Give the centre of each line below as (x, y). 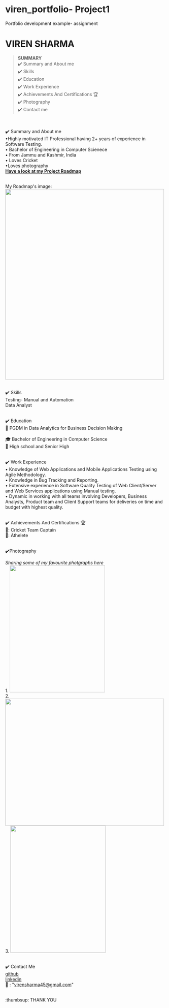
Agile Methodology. (26, 475)
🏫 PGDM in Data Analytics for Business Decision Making (64, 428)
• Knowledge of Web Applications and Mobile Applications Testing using (81, 469)
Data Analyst (19, 405)
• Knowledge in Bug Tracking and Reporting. (52, 480)
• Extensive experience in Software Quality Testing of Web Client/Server (81, 485)
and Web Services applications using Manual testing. (61, 491)
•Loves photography (27, 166)
